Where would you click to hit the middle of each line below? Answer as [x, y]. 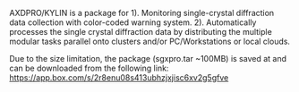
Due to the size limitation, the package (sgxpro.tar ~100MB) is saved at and [148, 59]
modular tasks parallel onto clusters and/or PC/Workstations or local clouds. [150, 41]
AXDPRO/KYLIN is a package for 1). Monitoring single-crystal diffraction [142, 13]
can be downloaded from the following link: [89, 68]
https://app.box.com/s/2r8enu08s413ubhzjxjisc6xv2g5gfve [119, 78]
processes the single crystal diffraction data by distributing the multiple [141, 32]
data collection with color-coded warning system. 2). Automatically [133, 22]
